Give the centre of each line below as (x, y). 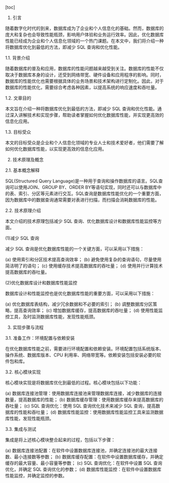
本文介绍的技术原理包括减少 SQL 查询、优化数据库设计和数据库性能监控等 (81, 221)
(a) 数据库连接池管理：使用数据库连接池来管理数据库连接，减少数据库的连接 (84, 393)
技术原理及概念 (28, 160)
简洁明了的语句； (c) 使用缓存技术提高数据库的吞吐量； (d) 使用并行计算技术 (84, 266)
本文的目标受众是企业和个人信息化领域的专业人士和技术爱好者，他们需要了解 (84, 142)
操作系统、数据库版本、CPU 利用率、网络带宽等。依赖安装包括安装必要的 (81, 355)
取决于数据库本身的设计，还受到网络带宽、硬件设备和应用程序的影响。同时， (84, 75)
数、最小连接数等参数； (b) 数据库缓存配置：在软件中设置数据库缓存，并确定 (84, 457)
